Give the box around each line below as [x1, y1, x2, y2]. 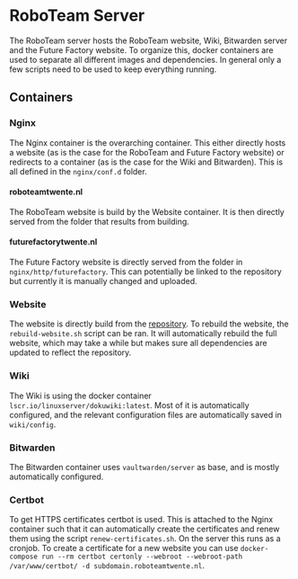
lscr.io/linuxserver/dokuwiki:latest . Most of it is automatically [9, 399, 250, 410]
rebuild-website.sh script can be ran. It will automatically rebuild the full [9, 328, 277, 339]
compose [9, 552, 39, 562]
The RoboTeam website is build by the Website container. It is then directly [9, 206, 285, 217]
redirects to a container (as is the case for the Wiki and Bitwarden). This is [9, 156, 284, 167]
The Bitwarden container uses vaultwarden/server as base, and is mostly [9, 461, 280, 472]
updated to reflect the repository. [9, 347, 132, 358]
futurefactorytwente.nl [9, 236, 98, 247]
